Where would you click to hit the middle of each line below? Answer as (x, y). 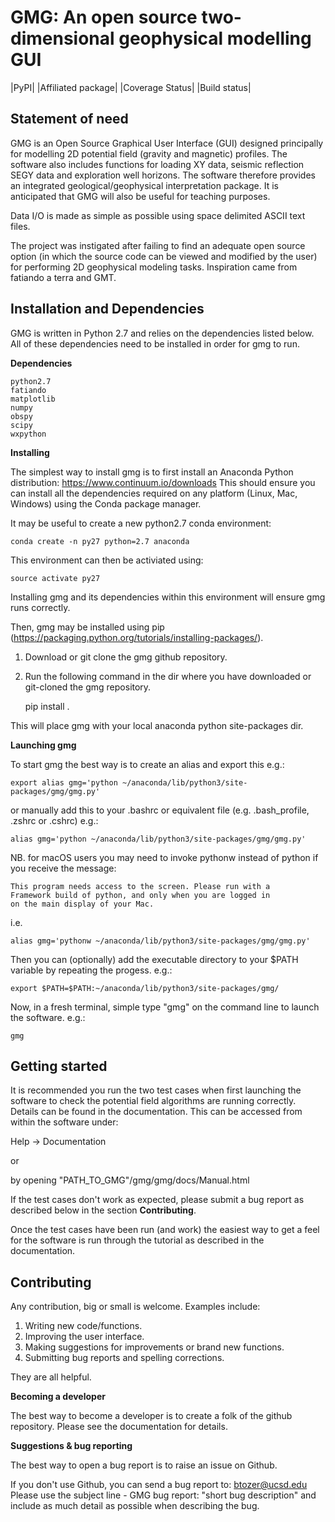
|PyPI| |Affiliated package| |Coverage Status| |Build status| (131, 87)
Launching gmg (43, 745)
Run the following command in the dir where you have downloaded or (168, 676)
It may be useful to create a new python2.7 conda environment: (141, 523)
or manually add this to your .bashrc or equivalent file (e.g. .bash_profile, (160, 810)
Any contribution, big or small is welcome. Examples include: (135, 1307)
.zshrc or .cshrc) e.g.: (54, 820)
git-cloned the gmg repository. (88, 687)
